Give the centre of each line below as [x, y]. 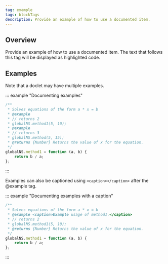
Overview [21, 40]
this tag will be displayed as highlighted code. [53, 58]
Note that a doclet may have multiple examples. [55, 86]
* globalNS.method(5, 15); [36, 138]
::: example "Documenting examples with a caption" [59, 196]
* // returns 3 [23, 133]
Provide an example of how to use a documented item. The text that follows [84, 52]
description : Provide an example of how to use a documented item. [78, 19]
